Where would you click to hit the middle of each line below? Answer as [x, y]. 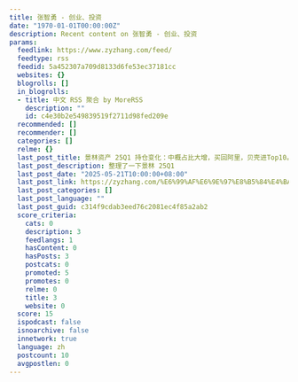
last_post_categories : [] [65, 191]
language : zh [41, 347]
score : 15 [35, 314]
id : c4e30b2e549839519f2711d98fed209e [97, 116]
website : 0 [45, 306]
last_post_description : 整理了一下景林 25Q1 [96, 166]
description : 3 [53, 231]
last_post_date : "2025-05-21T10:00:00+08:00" [103, 174]
